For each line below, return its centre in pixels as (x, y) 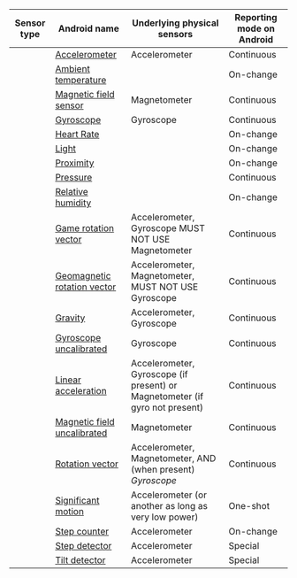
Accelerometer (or (169, 495)
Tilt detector (80, 560)
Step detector (84, 546)
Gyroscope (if (160, 374)
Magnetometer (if (168, 396)
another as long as (169, 506)
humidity (73, 203)
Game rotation (85, 228)
